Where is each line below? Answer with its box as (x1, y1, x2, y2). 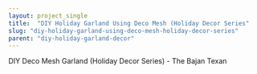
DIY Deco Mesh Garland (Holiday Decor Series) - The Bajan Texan (8, 56, 227, 66)
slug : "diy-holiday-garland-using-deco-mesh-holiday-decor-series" (8, 27, 239, 35)
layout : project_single (8, 11, 88, 20)
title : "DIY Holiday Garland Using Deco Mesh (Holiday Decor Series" (8, 19, 250, 27)
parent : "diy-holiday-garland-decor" (8, 34, 135, 43)
